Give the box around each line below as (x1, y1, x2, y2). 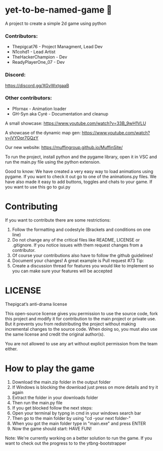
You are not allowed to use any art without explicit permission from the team (5, 340, 158, 346)
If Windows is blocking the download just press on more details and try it (12, 384, 158, 390)
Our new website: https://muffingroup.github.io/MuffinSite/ (5, 144, 123, 150)
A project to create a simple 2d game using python (5, 20, 107, 26)
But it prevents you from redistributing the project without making (5, 321, 136, 327)
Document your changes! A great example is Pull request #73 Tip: (12, 258, 145, 263)
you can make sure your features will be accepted (12, 268, 113, 274)
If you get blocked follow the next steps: (12, 405, 93, 411)
